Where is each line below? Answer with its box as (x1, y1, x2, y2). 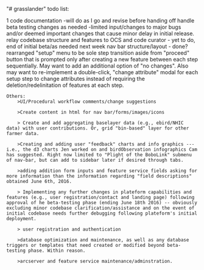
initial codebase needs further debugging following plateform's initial (6, 210, 198, 216)
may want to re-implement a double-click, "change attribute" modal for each (6, 69, 199, 75)
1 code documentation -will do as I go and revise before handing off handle (6, 17, 195, 24)
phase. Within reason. (28, 247, 86, 254)
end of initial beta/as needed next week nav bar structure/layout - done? (6, 43, 188, 50)
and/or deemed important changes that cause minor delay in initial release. (6, 30, 195, 37)
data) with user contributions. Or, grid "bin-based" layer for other (6, 125, 189, 131)
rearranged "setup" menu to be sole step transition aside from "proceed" (6, 49, 190, 57)
